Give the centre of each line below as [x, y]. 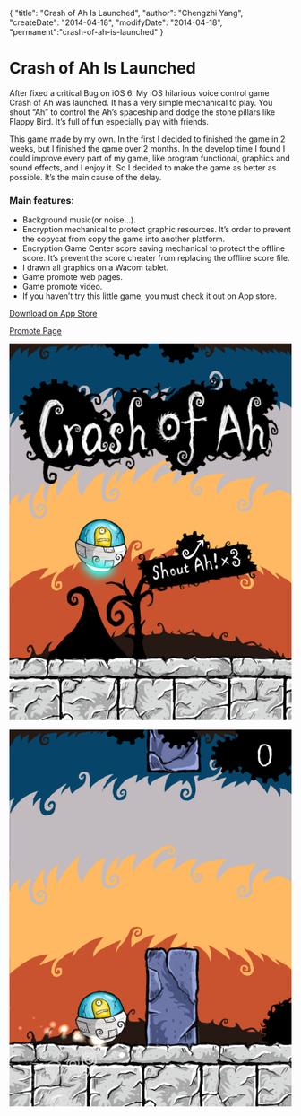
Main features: [42, 200]
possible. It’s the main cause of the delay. [86, 177]
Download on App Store [53, 314]
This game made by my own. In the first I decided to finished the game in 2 [147, 139]
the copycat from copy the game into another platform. [124, 239]
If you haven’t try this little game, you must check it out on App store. [150, 296]
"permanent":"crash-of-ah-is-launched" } [86, 32]
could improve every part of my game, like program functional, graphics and [150, 158]
